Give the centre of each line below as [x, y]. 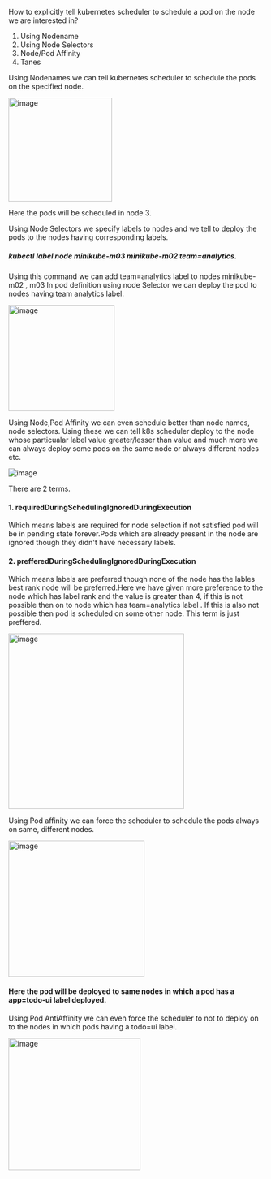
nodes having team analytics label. [66, 293]
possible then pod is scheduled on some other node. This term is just [124, 613]
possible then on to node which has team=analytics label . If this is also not [134, 605]
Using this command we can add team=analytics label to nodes [114, 276]
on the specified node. [46, 86]
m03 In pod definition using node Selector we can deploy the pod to [143, 284]
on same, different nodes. [52, 830]
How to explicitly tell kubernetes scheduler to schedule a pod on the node [132, 12]
